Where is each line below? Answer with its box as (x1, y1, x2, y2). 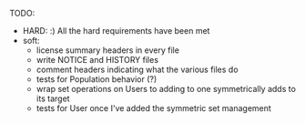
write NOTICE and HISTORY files (36, 55, 159, 65)
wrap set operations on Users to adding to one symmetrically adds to (36, 84, 296, 94)
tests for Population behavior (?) (36, 74, 158, 85)
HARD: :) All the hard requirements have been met (22, 26, 210, 36)
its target (36, 93, 70, 104)
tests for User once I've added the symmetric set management (36, 103, 271, 113)
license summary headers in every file (36, 45, 180, 56)
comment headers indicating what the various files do (36, 64, 239, 75)
